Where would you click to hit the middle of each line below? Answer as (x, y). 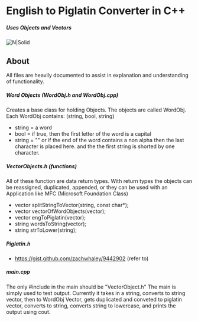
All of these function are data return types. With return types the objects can (99, 181)
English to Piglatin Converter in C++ (96, 11)
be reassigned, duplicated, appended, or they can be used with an (87, 187)
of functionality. (25, 81)
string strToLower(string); (46, 230)
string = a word (33, 127)
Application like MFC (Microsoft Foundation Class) (67, 194)
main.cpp (18, 272)
